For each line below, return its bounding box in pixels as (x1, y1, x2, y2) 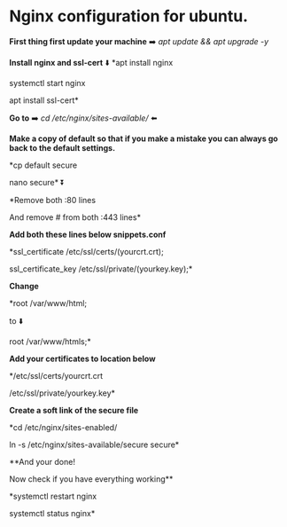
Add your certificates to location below (9, 353, 157, 364)
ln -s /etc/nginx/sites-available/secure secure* (9, 439, 180, 450)
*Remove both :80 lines (9, 194, 96, 205)
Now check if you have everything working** (9, 473, 174, 484)
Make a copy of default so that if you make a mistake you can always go (9, 133, 279, 144)
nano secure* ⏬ (9, 177, 65, 187)
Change (9, 280, 40, 291)
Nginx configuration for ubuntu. (9, 6, 249, 27)
